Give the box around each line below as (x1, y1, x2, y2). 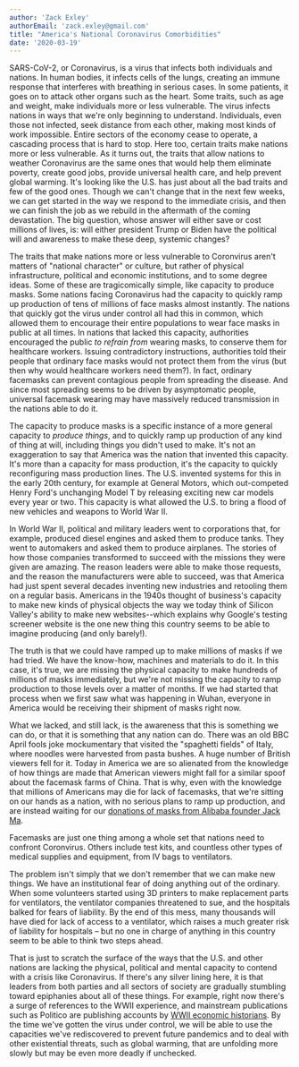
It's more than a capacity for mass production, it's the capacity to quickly (9, 458, 278, 470)
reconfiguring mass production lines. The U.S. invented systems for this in (9, 468, 282, 479)
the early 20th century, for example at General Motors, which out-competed (9, 478, 289, 489)
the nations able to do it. (9, 404, 98, 414)
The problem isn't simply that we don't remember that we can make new (9, 869, 276, 880)
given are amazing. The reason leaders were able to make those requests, (9, 561, 282, 573)
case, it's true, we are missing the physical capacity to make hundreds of (9, 664, 278, 676)
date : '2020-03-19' (9, 38, 82, 47)
